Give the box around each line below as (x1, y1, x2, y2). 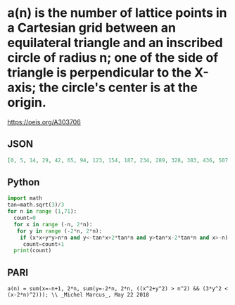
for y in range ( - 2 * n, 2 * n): (16, 227, 102, 235)
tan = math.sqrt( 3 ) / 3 (7, 202, 65, 209)
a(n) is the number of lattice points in (7, 5, 227, 21)
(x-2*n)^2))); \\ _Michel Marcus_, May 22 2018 (7, 292, 150, 299)
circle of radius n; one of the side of (7, 50, 219, 66)
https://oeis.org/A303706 (7, 117, 81, 126)
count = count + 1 (23, 240, 65, 247)
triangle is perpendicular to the (7, 65, 192, 81)
